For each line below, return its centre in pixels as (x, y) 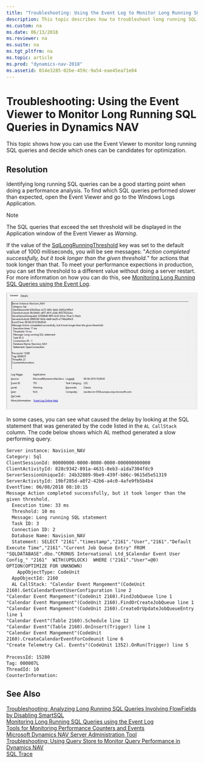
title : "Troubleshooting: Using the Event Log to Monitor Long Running (99, 13)
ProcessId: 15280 (28, 657)
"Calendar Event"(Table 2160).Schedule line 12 (68, 621)
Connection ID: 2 (34, 529)
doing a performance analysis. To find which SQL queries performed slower (101, 191)
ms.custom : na (24, 26)
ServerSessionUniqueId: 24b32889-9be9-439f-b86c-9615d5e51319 (87, 475)
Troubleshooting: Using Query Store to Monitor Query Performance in (93, 741)
